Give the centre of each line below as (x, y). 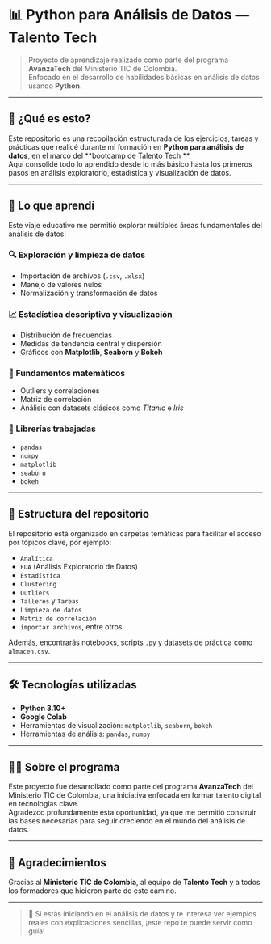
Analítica (37, 558)
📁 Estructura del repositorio (79, 514)
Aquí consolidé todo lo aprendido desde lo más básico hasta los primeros (130, 164)
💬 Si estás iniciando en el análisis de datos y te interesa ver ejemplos (142, 914)
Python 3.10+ (43, 709)
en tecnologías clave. (44, 804)
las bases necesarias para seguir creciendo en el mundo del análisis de (127, 821)
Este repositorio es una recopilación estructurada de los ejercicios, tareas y (133, 138)
